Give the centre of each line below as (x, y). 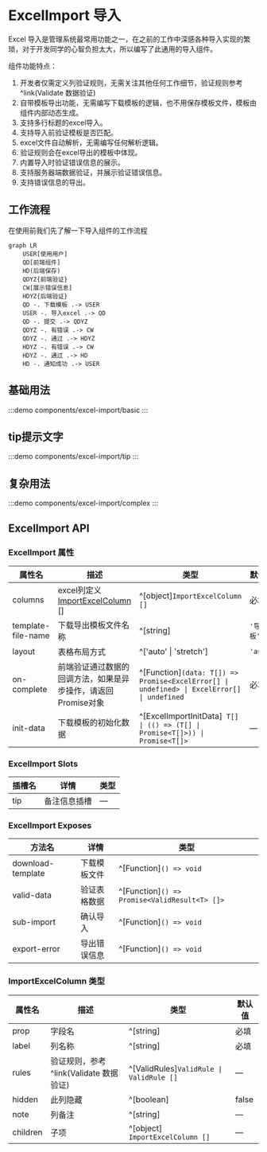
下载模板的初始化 (89, 722)
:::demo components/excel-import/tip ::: (74, 457)
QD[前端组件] (42, 263)
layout (24, 651)
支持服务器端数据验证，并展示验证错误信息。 (93, 172)
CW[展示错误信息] (48, 288)
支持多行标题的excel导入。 (63, 123)
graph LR (23, 245)
